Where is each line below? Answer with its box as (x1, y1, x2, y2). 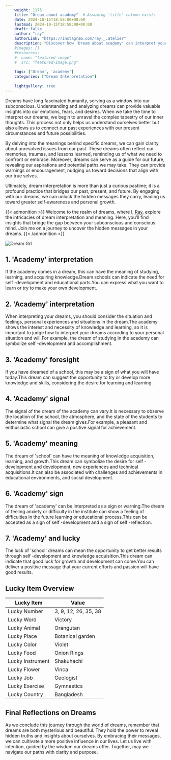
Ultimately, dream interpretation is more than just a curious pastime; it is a (5, 182, 160, 189)
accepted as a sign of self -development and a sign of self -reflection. (5, 519, 152, 525)
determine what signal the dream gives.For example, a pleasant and (5, 419, 148, 425)
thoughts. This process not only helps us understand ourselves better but (5, 119, 159, 125)
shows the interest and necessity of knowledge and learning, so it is (5, 324, 148, 330)
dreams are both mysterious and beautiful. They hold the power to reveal (5, 727, 158, 733)
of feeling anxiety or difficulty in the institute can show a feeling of (5, 508, 144, 514)
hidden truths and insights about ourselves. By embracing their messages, (5, 732, 161, 739)
